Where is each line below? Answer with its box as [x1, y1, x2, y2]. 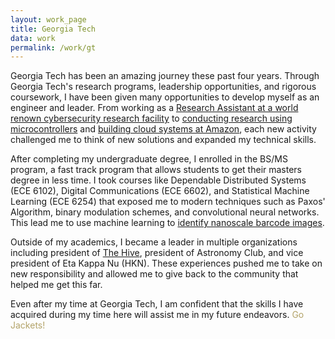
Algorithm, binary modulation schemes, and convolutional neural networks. [10, 206, 320, 218]
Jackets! [10, 319, 46, 331]
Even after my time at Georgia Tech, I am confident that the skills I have [10, 298, 304, 310]
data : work [10, 33, 56, 43]
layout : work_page [10, 14, 87, 25]
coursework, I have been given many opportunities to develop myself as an [10, 91, 320, 103]
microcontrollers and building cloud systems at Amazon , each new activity [10, 123, 317, 135]
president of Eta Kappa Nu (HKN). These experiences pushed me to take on [10, 257, 323, 270]
